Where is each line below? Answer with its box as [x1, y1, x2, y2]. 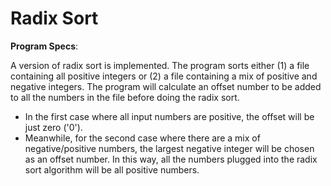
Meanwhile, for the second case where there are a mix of [24, 132, 261, 144]
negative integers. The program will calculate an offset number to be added [10, 80, 322, 92]
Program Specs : [10, 40, 79, 52]
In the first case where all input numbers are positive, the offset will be [24, 110, 315, 122]
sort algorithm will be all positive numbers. [24, 163, 200, 176]
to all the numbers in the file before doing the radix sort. [10, 91, 240, 103]
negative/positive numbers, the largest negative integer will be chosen [24, 142, 315, 154]
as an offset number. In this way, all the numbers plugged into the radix [24, 153, 318, 165]
